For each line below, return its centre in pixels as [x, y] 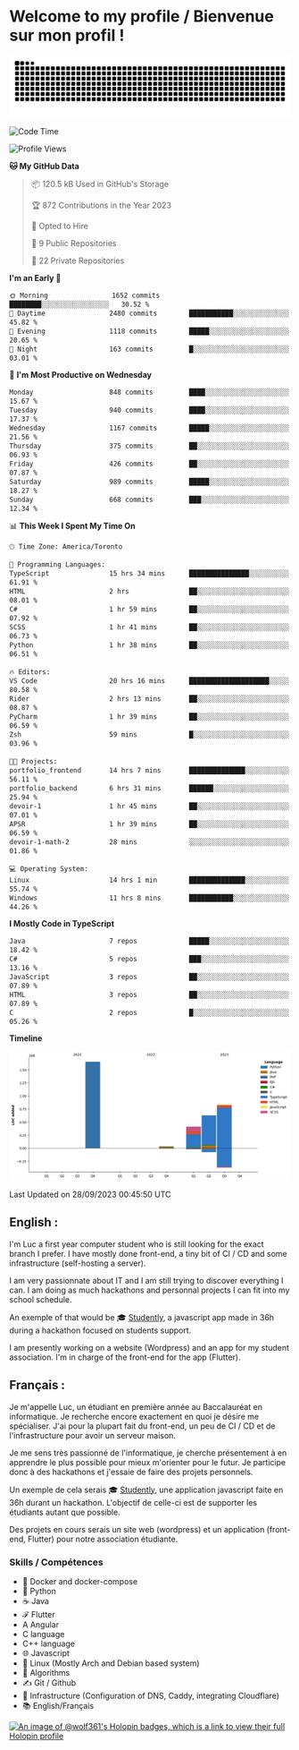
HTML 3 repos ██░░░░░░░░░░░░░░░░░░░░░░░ [149, 995]
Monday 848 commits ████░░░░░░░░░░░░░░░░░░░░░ [149, 392]
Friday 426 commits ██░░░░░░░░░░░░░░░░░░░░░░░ [149, 464]
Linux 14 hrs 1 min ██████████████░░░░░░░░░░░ [149, 880]
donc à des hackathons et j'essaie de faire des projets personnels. [131, 1472]
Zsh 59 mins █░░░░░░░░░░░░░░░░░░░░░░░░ [149, 734]
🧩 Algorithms [46, 1672]
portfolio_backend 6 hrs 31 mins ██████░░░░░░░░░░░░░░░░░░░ [149, 788]
